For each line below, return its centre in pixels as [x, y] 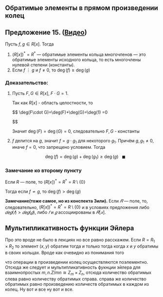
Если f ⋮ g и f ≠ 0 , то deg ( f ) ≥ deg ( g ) [51, 70]
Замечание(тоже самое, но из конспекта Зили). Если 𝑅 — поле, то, [76, 201]
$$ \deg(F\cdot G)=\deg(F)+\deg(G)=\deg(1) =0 [60, 113]
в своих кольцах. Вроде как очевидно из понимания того [64, 252]
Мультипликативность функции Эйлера [70, 228]
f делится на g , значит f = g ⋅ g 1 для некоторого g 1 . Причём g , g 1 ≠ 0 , [83, 141]
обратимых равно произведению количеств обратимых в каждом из [77, 284]
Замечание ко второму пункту [43, 170]
